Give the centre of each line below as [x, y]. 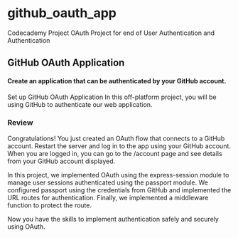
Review [20, 123]
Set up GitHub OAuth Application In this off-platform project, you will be [112, 97]
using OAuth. [26, 227]
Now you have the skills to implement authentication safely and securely [113, 219]
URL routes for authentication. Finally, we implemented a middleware [108, 197]
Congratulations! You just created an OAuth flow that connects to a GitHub [116, 138]
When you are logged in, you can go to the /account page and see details [115, 153]
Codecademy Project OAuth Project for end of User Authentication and [111, 33]
